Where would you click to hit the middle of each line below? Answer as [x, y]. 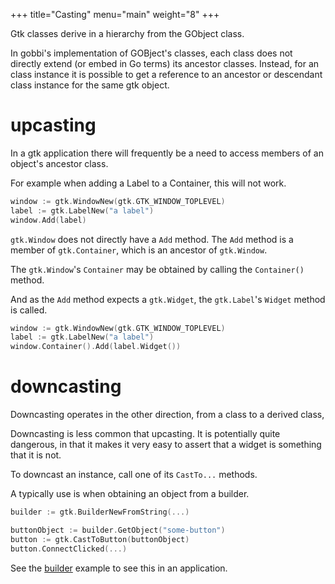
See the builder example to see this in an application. [119, 568]
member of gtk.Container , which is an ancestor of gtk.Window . [139, 250]
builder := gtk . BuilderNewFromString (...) [100, 512]
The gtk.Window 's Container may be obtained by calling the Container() [157, 269]
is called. [29, 310]
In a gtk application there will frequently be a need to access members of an [167, 153]
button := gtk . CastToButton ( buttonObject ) [100, 539]
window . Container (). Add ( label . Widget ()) [96, 347]
